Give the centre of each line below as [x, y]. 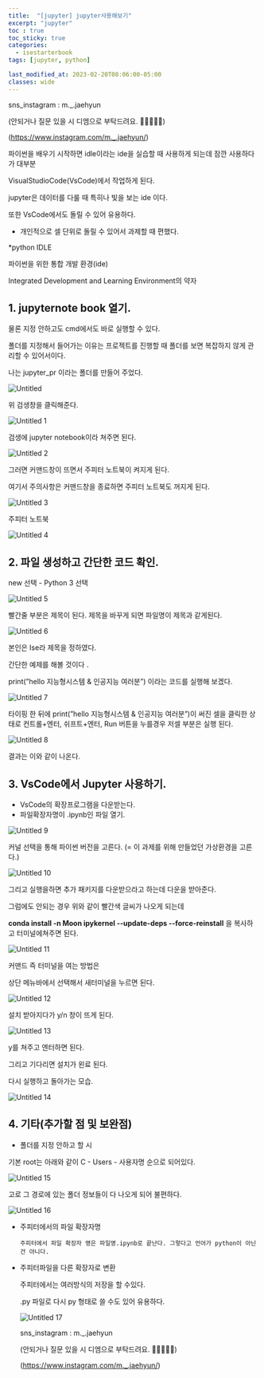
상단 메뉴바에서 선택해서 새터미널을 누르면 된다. [82, 982]
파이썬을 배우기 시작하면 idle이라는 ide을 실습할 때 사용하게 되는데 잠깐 [118, 153]
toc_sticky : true [37, 38]
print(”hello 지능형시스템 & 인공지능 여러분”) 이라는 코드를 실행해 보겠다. [120, 682]
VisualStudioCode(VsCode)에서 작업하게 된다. [82, 180]
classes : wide [32, 82]
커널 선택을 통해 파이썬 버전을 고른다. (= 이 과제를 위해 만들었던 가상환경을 [123, 847]
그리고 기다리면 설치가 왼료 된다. [58, 1065]
